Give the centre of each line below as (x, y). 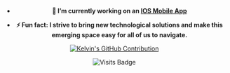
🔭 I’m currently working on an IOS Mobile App (120, 11)
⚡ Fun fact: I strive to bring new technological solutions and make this (120, 25)
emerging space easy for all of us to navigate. (120, 35)
